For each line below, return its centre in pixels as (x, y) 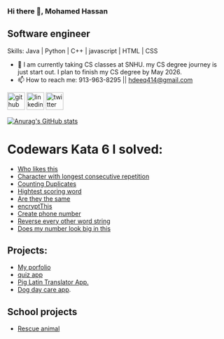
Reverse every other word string (64, 221)
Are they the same (44, 199)
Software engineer (49, 34)
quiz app (30, 275)
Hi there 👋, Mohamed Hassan (58, 11)
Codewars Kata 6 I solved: (85, 149)
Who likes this (37, 168)
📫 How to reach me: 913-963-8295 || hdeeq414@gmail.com (105, 79)
